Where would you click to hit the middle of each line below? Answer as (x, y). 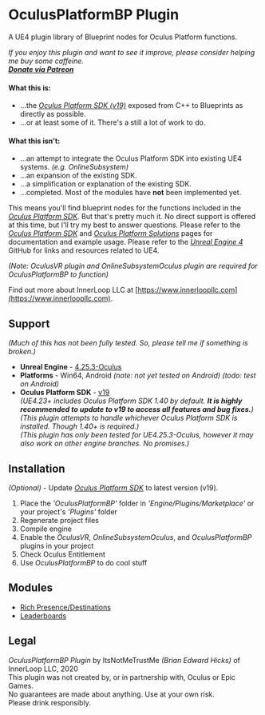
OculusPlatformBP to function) (59, 274)
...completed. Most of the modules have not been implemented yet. (131, 193)
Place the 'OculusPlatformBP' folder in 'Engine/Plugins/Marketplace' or (137, 503)
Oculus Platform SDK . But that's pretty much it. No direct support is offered (132, 217)
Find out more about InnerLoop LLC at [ (73, 290)
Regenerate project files (59, 520)
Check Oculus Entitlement (63, 554)
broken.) (22, 352)
